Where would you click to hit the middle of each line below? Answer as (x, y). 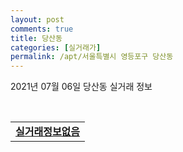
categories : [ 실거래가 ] (56, 47)
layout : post (37, 19)
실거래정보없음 (48, 132)
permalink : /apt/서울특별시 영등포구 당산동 (92, 57)
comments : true (42, 29)
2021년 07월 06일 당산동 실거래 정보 (81, 87)
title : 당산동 (36, 38)
